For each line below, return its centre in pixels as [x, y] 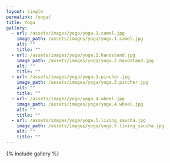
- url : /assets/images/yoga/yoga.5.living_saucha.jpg [79, 121]
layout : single [25, 11]
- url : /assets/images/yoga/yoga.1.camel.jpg [68, 33]
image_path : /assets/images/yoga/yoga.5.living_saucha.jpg [91, 126]
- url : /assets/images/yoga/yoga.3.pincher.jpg [71, 77]
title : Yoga [21, 22]
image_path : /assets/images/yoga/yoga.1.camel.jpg [80, 39]
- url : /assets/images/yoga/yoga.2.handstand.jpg [73, 55]
